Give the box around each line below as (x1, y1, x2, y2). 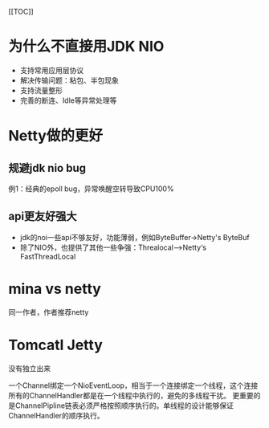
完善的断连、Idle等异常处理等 (19, 96, 117, 105)
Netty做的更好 (8, 127, 103, 145)
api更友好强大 (8, 210, 78, 223)
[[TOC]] (8, 7, 34, 16)
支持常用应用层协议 (19, 65, 84, 75)
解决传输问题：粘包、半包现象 (19, 75, 119, 85)
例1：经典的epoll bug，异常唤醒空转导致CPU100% (8, 184, 174, 194)
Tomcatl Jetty (8, 336, 103, 354)
